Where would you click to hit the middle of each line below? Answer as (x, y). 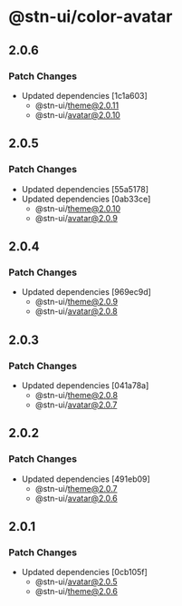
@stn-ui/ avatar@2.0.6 (77, 498)
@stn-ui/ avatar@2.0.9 (77, 218)
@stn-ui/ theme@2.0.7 (76, 488)
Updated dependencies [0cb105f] (85, 572)
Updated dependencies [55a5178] (85, 189)
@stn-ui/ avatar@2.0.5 (76, 582)
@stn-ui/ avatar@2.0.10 (78, 114)
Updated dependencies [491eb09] (86, 479)
